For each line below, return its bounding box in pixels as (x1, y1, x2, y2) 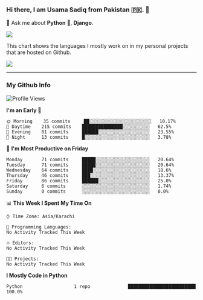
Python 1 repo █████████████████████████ (6, 283, 196, 290)
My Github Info (6, 81, 51, 90)
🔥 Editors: (6, 239, 34, 246)
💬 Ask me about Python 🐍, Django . (6, 19, 94, 27)
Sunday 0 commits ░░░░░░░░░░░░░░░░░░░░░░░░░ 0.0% (6, 188, 169, 195)
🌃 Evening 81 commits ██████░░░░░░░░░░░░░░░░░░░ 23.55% (6, 128, 174, 135)
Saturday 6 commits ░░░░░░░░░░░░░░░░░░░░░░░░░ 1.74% (6, 183, 172, 189)
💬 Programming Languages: (6, 224, 71, 230)
